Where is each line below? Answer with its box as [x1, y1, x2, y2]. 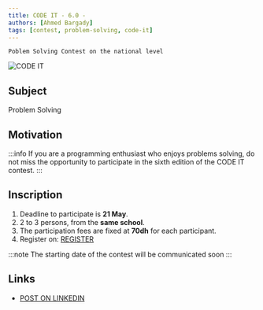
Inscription [8, 188, 63, 201]
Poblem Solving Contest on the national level [8, 48, 164, 56]
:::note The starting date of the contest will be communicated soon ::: [8, 249, 232, 259]
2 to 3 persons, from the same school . [19, 217, 146, 227]
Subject [8, 84, 47, 98]
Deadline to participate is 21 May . [19, 209, 128, 219]
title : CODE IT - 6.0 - [8, 11, 87, 20]
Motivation [8, 127, 63, 142]
